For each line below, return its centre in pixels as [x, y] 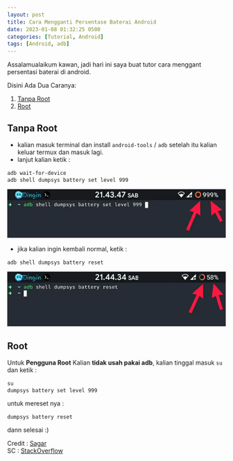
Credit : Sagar [27, 443]
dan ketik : [22, 370]
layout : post [26, 15]
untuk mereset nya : [36, 403]
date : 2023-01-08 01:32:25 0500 [54, 29]
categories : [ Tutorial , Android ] [55, 37]
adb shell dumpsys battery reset [55, 262]
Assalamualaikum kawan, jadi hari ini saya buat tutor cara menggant [104, 65]
